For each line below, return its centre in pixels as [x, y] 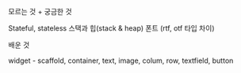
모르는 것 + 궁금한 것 [40, 11]
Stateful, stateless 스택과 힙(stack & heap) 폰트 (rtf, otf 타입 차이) [111, 28]
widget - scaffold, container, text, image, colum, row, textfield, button [121, 60]
